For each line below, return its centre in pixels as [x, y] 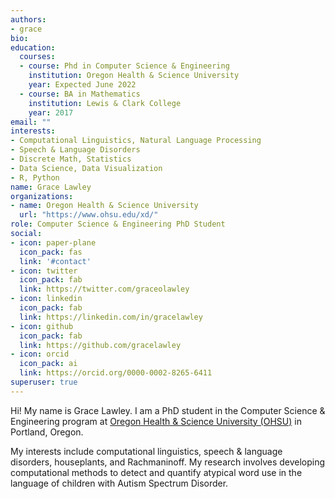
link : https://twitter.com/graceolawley [104, 289]
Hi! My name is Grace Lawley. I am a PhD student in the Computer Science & [168, 410]
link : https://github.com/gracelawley [100, 345]
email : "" [31, 122]
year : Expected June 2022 [82, 85]
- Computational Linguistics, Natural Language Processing [136, 141]
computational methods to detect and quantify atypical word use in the [156, 472]
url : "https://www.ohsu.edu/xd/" [89, 215]
